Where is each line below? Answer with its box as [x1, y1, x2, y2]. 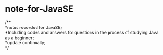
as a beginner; [5, 35, 34, 41]
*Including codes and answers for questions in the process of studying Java [5, 29, 159, 35]
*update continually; [5, 40, 46, 45]
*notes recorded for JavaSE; [5, 24, 62, 30]
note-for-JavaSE [5, 3, 74, 14]
